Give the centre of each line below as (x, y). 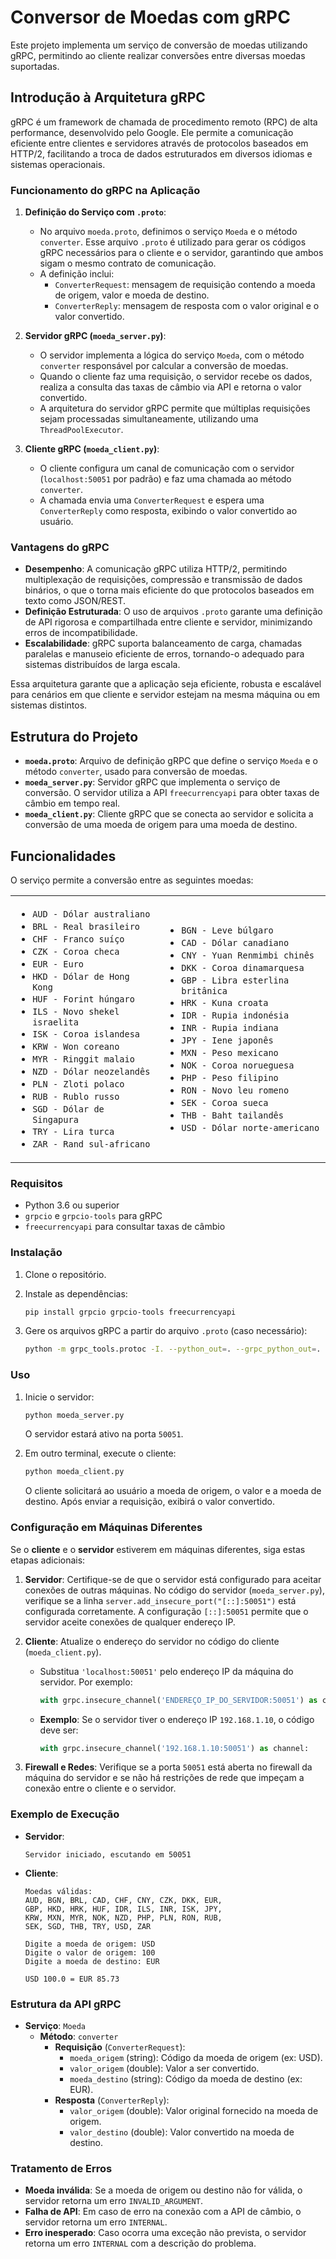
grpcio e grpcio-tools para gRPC (93, 1216)
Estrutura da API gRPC (66, 2004)
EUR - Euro (58, 964)
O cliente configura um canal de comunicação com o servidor (167, 468)
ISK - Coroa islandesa (86, 1034)
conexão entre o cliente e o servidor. (100, 1788)
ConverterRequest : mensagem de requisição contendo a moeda (185, 285)
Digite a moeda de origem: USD (90, 1944)
